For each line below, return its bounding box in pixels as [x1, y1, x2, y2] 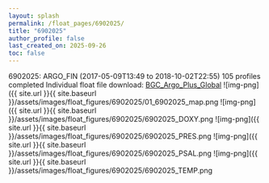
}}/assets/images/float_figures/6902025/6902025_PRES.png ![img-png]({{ [8, 131, 258, 141]
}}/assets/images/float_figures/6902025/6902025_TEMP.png [8, 166, 212, 175]
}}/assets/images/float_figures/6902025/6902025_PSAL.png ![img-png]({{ [8, 148, 258, 158]
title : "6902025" [8, 27, 67, 35]
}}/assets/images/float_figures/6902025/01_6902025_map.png [8, 98, 219, 106]
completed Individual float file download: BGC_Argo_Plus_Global [8, 80, 222, 89]
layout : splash [8, 11, 60, 20]
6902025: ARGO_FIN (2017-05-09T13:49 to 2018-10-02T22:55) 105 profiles [8, 72, 261, 81]
